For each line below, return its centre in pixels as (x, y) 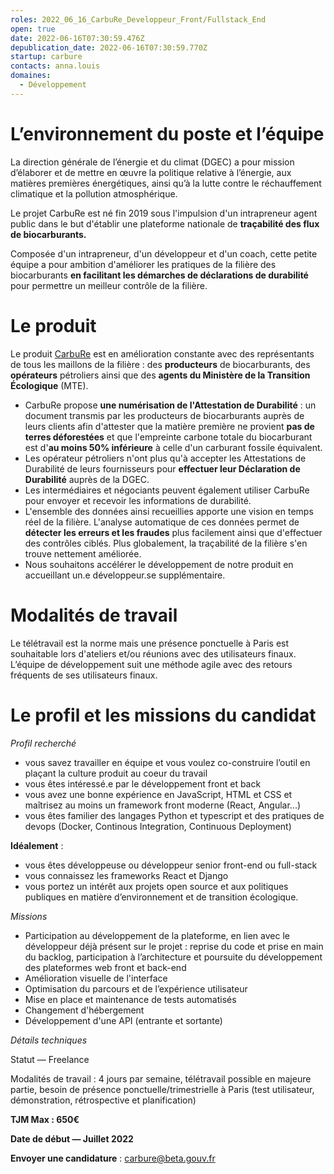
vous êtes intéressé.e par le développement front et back (143, 783)
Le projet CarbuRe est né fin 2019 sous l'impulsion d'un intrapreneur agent (164, 213)
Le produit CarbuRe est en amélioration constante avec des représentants (162, 353)
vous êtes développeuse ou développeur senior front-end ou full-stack (171, 865)
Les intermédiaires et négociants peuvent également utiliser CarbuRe (167, 490)
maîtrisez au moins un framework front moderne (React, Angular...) (163, 805)
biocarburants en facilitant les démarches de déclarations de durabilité (159, 275)
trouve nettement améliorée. (83, 553)
